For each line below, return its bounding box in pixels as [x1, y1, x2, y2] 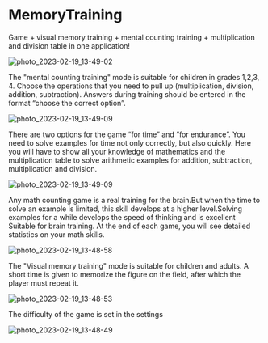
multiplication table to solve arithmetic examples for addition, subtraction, [8, 155, 253, 165]
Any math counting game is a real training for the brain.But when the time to [8, 195, 261, 205]
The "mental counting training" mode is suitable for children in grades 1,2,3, [8, 72, 260, 82]
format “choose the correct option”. [8, 98, 127, 108]
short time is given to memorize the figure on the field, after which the [8, 269, 241, 279]
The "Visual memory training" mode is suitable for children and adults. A [8, 260, 249, 270]
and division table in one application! [8, 40, 131, 50]
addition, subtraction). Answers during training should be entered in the [8, 89, 246, 99]
